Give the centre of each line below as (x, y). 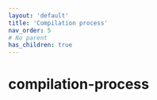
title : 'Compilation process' (58, 23)
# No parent (28, 38)
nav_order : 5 (30, 30)
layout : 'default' (38, 15)
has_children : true (40, 45)
